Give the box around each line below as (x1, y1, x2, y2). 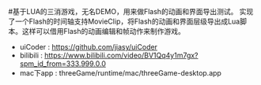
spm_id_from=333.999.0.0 (19, 59, 107, 68)
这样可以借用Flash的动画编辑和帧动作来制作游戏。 (21, 27, 186, 35)
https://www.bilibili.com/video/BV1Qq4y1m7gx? (44, 50, 199, 60)
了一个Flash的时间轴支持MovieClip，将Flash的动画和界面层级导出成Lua (8, 17, 240, 26)
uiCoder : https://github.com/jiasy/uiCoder (19, 42, 158, 51)
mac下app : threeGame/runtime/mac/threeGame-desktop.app (19, 68, 221, 77)
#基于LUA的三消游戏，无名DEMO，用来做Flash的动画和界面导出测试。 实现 (8, 7, 254, 16)
